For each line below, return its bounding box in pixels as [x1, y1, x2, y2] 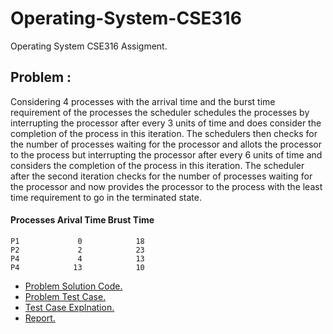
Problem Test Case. [24, 290, 107, 302]
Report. [24, 312, 56, 324]
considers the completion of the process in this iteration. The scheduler [10, 159, 305, 171]
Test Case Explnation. [24, 301, 115, 313]
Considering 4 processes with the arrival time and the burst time [10, 95, 276, 107]
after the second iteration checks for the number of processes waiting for [10, 170, 313, 182]
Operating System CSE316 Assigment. [10, 40, 168, 52]
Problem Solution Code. [24, 280, 123, 292]
